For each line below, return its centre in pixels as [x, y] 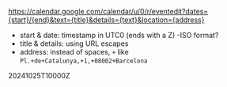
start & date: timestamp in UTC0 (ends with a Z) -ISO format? [119, 35]
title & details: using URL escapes [74, 43]
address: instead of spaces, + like [74, 52]
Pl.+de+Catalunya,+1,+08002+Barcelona [83, 61]
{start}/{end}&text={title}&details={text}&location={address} [106, 20]
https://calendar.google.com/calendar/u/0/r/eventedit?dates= [108, 11]
